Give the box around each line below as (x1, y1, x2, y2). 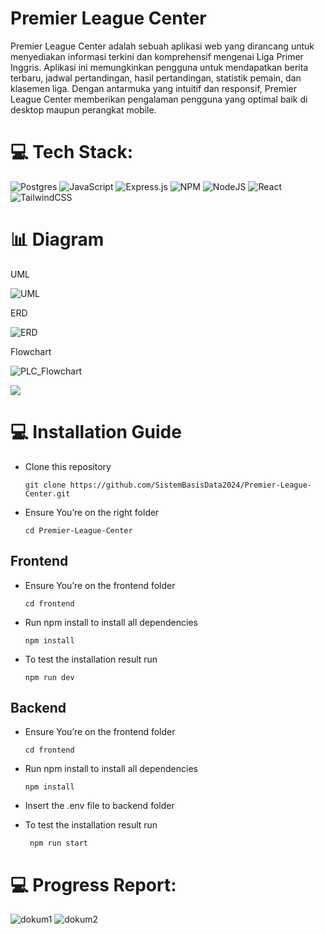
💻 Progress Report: (10, 873, 177, 896)
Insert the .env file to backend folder (24, 800, 175, 812)
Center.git (24, 488, 71, 499)
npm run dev (24, 672, 75, 682)
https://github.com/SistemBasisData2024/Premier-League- (69, 480, 312, 490)
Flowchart (10, 345, 52, 357)
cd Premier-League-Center (24, 525, 133, 536)
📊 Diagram (10, 228, 105, 251)
